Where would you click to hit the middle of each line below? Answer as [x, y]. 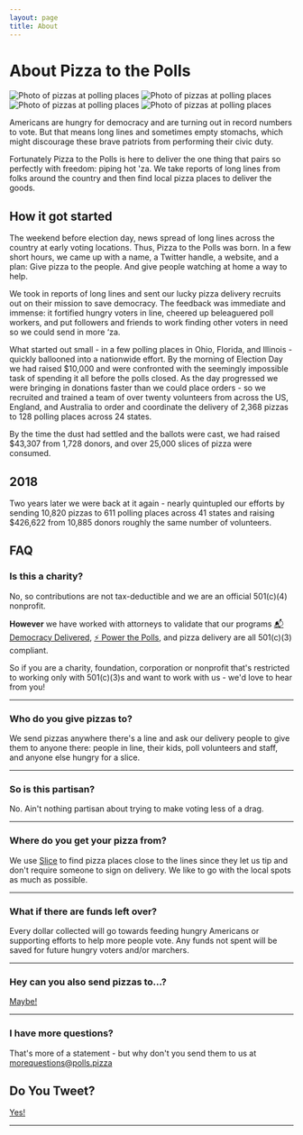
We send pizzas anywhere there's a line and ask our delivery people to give [150, 738]
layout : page [34, 18]
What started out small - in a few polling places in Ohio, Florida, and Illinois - [151, 350]
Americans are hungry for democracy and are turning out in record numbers [151, 123]
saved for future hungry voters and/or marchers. [99, 950]
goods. [23, 188]
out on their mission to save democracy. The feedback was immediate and [147, 304]
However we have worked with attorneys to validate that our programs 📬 [147, 624]
